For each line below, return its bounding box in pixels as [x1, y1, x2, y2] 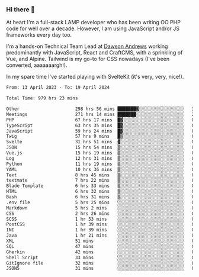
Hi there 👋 [6, 5, 36, 14]
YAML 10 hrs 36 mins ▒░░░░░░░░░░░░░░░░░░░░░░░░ [6, 166, 184, 172]
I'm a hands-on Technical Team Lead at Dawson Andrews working [6, 43, 168, 50]
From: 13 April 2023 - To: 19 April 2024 [6, 85, 110, 91]
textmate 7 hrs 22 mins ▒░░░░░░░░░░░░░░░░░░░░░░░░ [6, 178, 184, 183]
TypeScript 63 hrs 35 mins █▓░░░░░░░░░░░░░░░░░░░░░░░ [6, 123, 184, 128]
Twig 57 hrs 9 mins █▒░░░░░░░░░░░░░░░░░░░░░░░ [6, 133, 184, 140]
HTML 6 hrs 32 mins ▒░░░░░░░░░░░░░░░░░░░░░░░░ [6, 189, 184, 195]
